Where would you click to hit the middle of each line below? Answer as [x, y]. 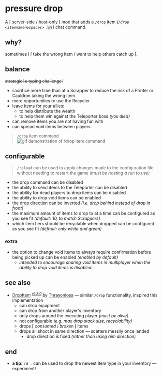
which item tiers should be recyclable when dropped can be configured [83, 224]
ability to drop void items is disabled [55, 267]
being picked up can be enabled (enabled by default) [65, 257]
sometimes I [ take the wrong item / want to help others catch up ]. [71, 54]
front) [18, 208]
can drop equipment [39, 306]
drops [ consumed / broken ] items [54, 326]
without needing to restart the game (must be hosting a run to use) [83, 173]
